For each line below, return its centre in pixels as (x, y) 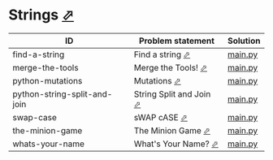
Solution (244, 41)
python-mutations (48, 80)
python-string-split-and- (63, 93)
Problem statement (177, 41)
